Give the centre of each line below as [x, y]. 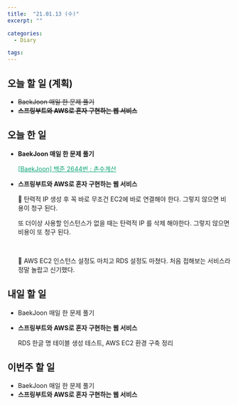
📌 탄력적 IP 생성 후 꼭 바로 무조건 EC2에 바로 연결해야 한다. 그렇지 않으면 [118, 199]
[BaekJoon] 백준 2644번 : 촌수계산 [67, 168]
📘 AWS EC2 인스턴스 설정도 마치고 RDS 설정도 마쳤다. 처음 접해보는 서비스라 [124, 261]
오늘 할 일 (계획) [40, 83]
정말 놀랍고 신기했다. [46, 269]
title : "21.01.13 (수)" [43, 14]
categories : [25, 33]
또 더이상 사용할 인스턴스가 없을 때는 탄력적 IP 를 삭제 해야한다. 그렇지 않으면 [123, 223]
